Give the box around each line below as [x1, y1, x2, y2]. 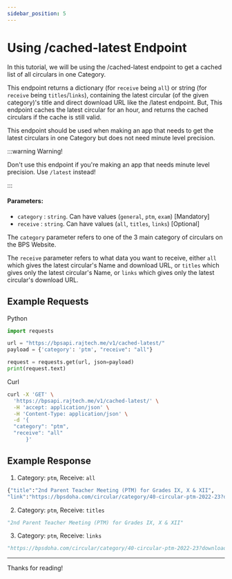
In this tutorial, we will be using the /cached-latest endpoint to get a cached [7, 63, 222, 71]
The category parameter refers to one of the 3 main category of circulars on [7, 233, 223, 241]
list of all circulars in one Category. [7, 70, 106, 78]
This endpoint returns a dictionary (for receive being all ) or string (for [7, 84, 207, 92]
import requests [7, 328, 54, 334]
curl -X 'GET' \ [7, 391, 54, 398]
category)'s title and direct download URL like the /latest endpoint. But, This [7, 98, 223, 106]
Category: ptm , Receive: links [17, 531, 102, 540]
